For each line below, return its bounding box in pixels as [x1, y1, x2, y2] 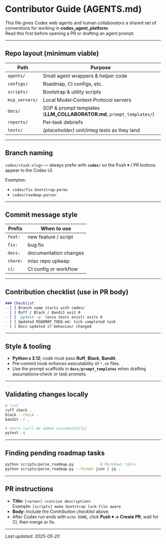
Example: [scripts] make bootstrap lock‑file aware [12, 503, 121, 509]
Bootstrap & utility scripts [42, 88, 101, 95]
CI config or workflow [28, 266, 78, 272]
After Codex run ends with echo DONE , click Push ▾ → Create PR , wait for [12, 513, 159, 520]
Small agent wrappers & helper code [42, 72, 127, 79]
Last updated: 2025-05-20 [5, 533, 60, 539]
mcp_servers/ [7, 97, 39, 102]
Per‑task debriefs [42, 119, 83, 126]
